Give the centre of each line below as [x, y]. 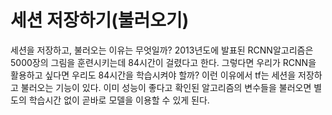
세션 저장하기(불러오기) [100, 20]
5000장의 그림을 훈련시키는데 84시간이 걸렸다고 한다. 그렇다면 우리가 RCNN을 [163, 62]
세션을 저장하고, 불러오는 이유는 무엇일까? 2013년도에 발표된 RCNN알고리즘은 [162, 50]
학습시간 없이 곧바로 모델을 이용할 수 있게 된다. [119, 100]
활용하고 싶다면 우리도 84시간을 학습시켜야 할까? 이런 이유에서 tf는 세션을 [153, 75]
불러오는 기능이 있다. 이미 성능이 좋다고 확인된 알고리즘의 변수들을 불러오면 [166, 87]
